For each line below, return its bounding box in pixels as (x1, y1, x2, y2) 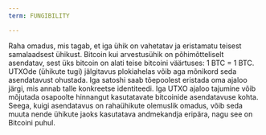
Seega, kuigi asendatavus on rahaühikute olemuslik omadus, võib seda (8, 100, 243, 110)
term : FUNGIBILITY (8, 11, 70, 20)
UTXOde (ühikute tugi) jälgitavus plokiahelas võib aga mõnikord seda (8, 66, 237, 76)
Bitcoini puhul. (8, 117, 56, 127)
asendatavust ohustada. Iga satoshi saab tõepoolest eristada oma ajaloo (8, 75, 248, 84)
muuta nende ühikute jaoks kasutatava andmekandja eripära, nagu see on (8, 109, 253, 119)
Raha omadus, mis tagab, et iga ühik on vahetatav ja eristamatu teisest (8, 41, 242, 51)
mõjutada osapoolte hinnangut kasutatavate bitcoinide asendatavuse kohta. (8, 92, 259, 101)
